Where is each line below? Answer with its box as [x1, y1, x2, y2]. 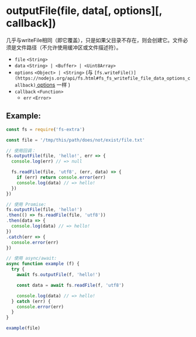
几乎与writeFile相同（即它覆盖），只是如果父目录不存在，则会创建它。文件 [6, 36, 183, 43]
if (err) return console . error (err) [16, 174, 106, 180]
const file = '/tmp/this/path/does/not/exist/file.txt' [6, 137, 145, 143]
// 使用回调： [6, 147, 36, 153]
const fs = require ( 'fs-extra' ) [6, 126, 85, 132]
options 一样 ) [37, 81, 70, 88]
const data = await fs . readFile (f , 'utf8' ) [16, 282, 125, 288]
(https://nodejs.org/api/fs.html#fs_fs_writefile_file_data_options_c [14, 75, 191, 81]
